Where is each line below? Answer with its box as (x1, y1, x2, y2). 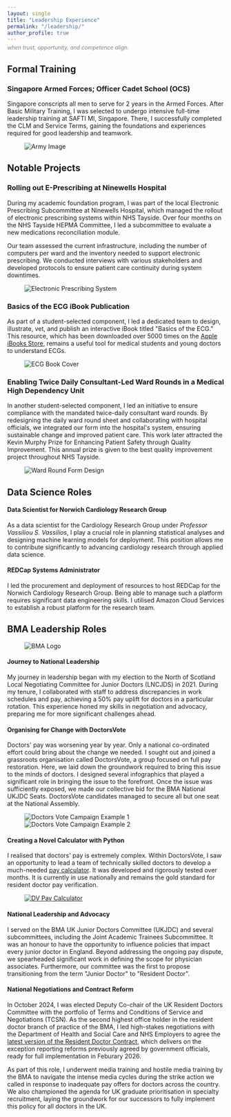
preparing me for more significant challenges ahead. (7, 709, 157, 718)
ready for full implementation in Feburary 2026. (7, 1051, 141, 1060)
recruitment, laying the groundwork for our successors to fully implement (7, 1094, 215, 1102)
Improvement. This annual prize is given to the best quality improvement (7, 446, 212, 454)
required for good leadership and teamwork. (7, 128, 133, 137)
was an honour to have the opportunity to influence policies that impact (7, 940, 210, 948)
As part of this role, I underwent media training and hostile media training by (7, 1065, 223, 1073)
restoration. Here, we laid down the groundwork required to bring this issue (7, 763, 221, 771)
